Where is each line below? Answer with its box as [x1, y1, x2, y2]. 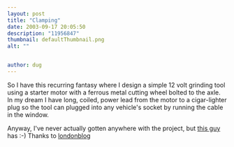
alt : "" [7, 43, 30, 50]
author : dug [7, 62, 42, 69]
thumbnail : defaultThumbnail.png [7, 36, 105, 43]
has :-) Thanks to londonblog [7, 131, 91, 140]
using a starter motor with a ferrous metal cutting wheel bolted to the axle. [7, 88, 221, 97]
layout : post [7, 10, 45, 17]
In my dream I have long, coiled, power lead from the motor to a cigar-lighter [7, 95, 227, 104]
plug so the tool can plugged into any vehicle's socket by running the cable [7, 103, 224, 111]
